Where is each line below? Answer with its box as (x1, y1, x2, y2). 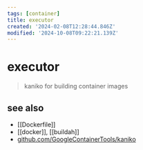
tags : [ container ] (7, 10, 60, 17)
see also (7, 102, 44, 114)
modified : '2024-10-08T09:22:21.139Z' (7, 29, 119, 37)
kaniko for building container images (23, 82, 128, 91)
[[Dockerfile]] (17, 120, 56, 129)
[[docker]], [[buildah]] (17, 128, 79, 135)
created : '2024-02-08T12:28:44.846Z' (7, 23, 116, 30)
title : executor (7, 17, 54, 24)
